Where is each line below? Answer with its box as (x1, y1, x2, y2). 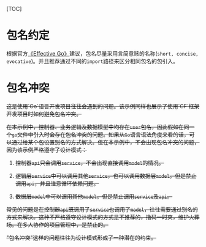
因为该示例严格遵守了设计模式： (6, 146, 87, 153)
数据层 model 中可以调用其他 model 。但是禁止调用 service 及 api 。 (15, 193, 173, 200)
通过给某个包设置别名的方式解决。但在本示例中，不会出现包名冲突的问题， (11, 138, 200, 146)
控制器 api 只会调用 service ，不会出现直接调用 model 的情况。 (15, 159, 164, 166)
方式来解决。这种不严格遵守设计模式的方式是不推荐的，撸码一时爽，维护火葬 (6, 213, 200, 221)
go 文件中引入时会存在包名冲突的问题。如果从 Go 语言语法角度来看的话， (12, 131, 189, 138)
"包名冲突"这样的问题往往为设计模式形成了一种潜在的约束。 (6, 234, 157, 241)
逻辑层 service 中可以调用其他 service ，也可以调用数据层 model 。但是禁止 (15, 172, 197, 179)
